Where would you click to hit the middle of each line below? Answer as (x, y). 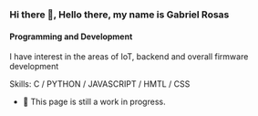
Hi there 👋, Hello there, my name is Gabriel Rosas (119, 15)
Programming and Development (71, 37)
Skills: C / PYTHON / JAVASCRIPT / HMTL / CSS (100, 84)
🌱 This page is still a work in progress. (94, 102)
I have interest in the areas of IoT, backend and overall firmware (129, 57)
